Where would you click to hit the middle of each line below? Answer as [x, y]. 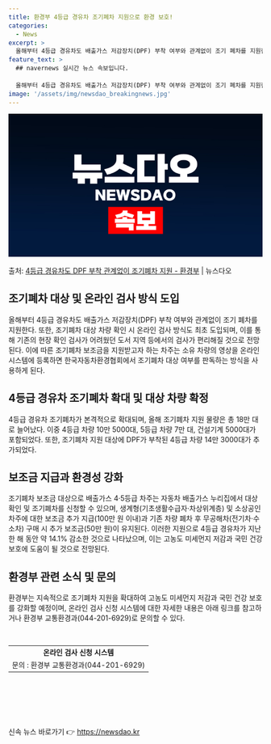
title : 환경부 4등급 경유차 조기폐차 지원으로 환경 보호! [91, 17]
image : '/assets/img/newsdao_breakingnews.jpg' [90, 94]
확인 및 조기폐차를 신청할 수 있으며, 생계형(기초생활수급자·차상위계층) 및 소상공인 [135, 509]
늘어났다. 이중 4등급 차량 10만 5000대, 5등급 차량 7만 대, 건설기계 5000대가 [136, 429]
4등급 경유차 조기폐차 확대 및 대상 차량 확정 [108, 398]
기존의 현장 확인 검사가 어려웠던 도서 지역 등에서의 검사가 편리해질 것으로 [131, 340]
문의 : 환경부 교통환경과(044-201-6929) [78, 665]
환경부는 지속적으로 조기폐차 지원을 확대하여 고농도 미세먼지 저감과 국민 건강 [128, 598]
